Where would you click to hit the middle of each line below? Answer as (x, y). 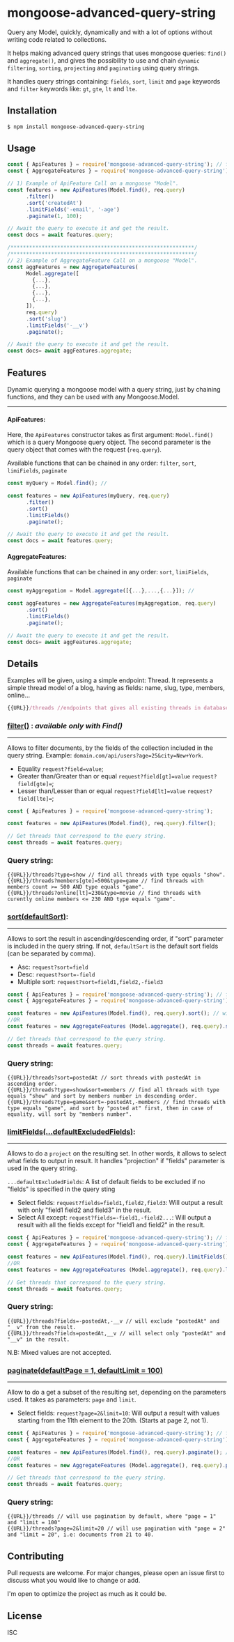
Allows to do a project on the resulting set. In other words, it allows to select (117, 1153)
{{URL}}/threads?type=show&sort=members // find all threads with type (113, 1090)
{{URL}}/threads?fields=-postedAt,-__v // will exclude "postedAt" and (113, 1321)
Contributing (36, 1556)
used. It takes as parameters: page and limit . (72, 1399)
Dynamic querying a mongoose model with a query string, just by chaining (114, 389)
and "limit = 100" (34, 1523)
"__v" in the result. (39, 1340)
